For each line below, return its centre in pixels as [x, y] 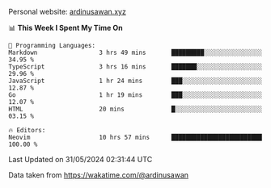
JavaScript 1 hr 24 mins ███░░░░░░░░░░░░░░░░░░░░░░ [135, 81]
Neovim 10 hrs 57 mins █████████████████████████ [135, 137]
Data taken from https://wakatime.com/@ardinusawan [98, 175]
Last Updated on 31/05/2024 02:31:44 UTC [80, 159]
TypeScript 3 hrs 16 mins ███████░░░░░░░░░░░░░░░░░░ [135, 67]
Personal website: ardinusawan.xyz [68, 12]
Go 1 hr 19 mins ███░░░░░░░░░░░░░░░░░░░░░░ [135, 95]
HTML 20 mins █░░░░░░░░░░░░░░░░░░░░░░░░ [135, 109]
